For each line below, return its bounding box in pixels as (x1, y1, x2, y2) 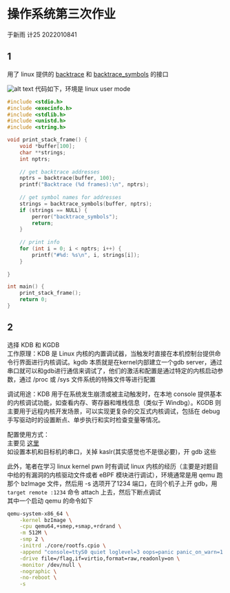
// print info (19, 239, 60, 246)
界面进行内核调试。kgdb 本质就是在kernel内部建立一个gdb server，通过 (19, 357, 222, 366)
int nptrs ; (19, 156, 51, 163)
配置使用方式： (7, 430, 50, 438)
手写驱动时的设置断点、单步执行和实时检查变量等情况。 (7, 415, 164, 424)
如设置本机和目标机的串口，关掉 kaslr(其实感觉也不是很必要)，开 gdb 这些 (7, 447, 217, 455)
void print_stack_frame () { (7, 136, 88, 143)
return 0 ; (19, 296, 48, 303)
